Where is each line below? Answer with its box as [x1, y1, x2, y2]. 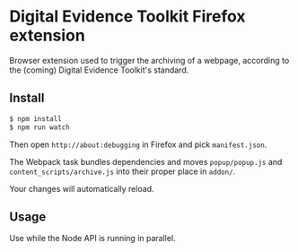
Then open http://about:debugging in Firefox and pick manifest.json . [9, 139, 267, 150]
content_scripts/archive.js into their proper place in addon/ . [9, 166, 236, 177]
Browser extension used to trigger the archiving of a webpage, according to [9, 55, 290, 65]
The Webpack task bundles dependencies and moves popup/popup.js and [9, 156, 283, 167]
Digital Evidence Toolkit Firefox [9, 6, 246, 27]
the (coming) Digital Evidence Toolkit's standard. [9, 65, 189, 75]
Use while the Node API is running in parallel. [9, 233, 177, 244]
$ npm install [9, 114, 63, 123]
